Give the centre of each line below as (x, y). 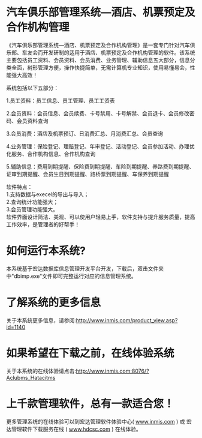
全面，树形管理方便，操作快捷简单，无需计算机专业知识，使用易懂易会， (100, 67)
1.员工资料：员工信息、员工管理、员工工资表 (61, 100)
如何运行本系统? (46, 251)
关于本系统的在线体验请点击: (41, 371)
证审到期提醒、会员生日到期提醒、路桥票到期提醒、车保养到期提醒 (88, 174)
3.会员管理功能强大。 (32, 209)
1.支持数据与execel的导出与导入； (48, 194)
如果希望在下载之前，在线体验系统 (91, 353)
